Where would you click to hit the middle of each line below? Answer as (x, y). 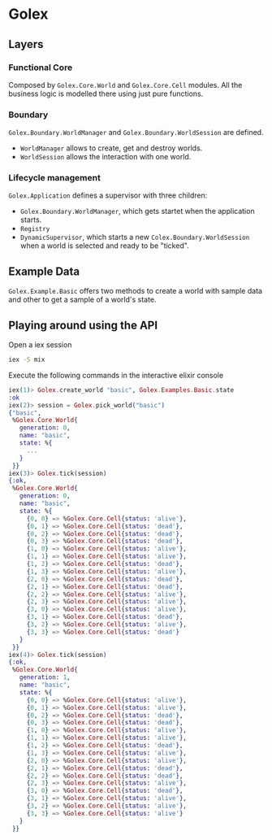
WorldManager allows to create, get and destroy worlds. (111, 148)
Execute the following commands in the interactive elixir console (116, 375)
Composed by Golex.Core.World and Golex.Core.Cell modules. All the (125, 85)
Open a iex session (40, 345)
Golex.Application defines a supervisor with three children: (108, 195)
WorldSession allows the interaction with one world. (106, 157)
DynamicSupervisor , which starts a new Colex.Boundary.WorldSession (135, 237)
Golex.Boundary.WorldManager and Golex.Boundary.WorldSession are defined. (136, 133)
